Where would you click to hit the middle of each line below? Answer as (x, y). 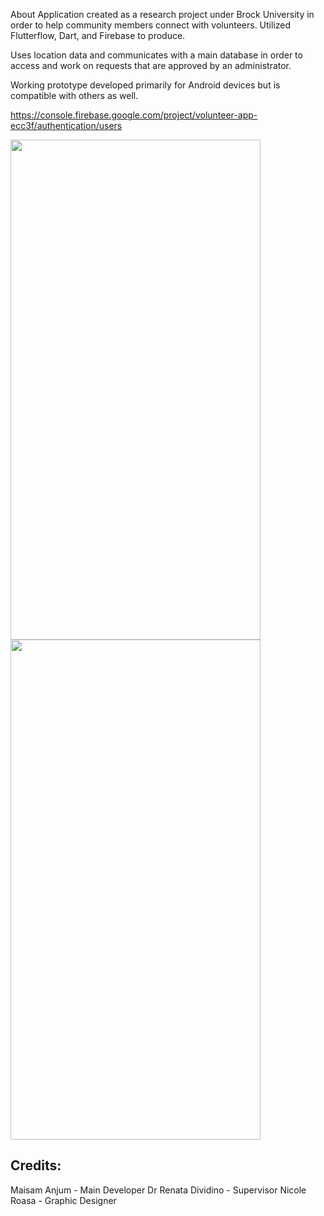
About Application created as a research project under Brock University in (162, 14)
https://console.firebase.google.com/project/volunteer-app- (134, 115)
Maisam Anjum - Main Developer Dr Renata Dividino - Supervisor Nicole (158, 1190)
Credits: (36, 1165)
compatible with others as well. (74, 95)
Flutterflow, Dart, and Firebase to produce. (98, 35)
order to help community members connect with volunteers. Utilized (151, 25)
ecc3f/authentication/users (66, 125)
